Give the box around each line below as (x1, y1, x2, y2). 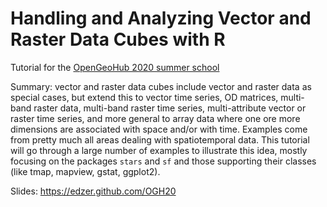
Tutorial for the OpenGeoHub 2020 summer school (10, 61, 220, 73)
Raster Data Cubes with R (10, 28, 226, 51)
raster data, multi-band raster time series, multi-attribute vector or (33, 102, 307, 114)
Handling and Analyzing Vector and (10, 7, 312, 30)
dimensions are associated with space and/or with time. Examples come (10, 123, 308, 135)
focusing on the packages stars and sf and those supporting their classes (10, 155, 317, 167)
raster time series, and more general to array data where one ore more (10, 112, 301, 124)
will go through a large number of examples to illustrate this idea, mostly (10, 144, 308, 156)
